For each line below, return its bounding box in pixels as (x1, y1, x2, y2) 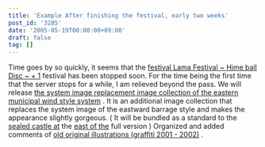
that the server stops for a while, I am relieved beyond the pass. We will (8, 80, 242, 89)
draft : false (8, 33, 52, 42)
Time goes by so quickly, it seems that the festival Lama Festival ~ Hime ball (8, 62, 258, 72)
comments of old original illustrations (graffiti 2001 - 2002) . (8, 130, 204, 139)
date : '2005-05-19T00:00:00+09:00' (8, 26, 126, 34)
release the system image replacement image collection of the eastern (8, 88, 239, 97)
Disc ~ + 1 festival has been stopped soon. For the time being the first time (8, 71, 252, 81)
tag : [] (8, 41, 34, 49)
